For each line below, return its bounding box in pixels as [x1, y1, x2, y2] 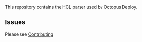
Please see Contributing [5, 31, 54, 37]
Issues [5, 18, 26, 26]
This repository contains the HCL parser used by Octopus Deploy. [5, 4, 138, 10]
